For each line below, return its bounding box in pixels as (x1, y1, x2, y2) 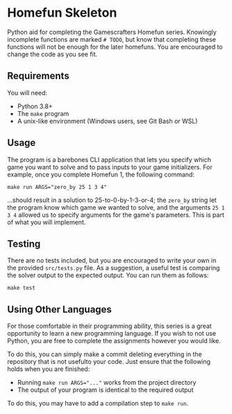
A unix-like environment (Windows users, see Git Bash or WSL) (17, 117, 198, 125)
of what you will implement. (7, 217, 86, 226)
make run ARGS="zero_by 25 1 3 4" (7, 183, 108, 190)
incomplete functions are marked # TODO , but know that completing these (7, 35, 217, 43)
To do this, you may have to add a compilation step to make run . (7, 399, 189, 408)
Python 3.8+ (17, 102, 53, 110)
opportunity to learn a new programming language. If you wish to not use (7, 329, 217, 338)
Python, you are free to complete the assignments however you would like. (7, 337, 221, 345)
